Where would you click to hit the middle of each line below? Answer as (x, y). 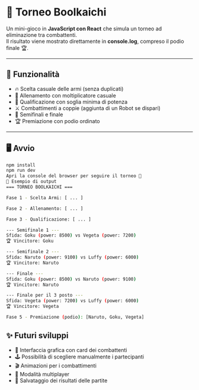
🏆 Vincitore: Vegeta (33, 306)
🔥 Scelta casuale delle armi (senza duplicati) (69, 89)
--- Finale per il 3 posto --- (45, 295)
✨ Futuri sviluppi (37, 336)
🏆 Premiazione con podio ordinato (57, 121)
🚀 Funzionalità (33, 75)
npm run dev (21, 171)
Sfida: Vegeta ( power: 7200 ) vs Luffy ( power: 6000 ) (73, 301)
